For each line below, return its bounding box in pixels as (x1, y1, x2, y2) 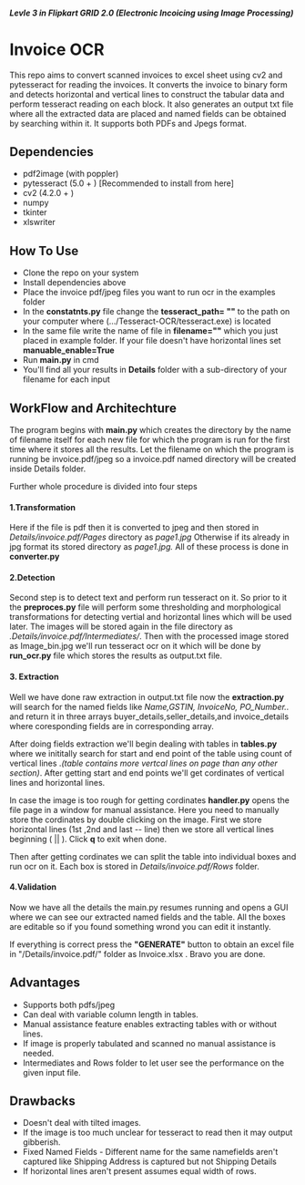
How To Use (9, 242, 79, 259)
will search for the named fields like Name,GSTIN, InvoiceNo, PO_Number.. (9, 701, 290, 712)
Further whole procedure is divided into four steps (9, 480, 198, 491)
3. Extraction (9, 671, 59, 682)
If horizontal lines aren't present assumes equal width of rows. (22, 1166, 257, 1177)
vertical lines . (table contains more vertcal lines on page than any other (9, 757, 278, 768)
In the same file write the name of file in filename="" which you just (22, 325, 279, 336)
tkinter (22, 207, 47, 218)
